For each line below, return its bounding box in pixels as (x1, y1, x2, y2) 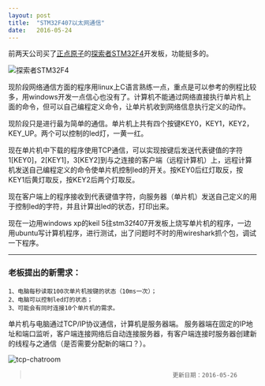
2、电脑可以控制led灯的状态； (8, 295, 93, 304)
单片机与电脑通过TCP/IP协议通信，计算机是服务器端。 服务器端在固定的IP (8, 319, 247, 328)
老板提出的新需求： (8, 268, 81, 279)
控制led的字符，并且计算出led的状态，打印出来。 (14, 202, 174, 212)
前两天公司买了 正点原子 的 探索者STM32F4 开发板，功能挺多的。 (8, 49, 214, 58)
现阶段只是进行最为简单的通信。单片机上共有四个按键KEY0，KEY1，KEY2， (8, 119, 254, 129)
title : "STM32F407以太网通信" (8, 19, 105, 27)
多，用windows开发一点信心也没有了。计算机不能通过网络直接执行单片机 (8, 92, 244, 102)
